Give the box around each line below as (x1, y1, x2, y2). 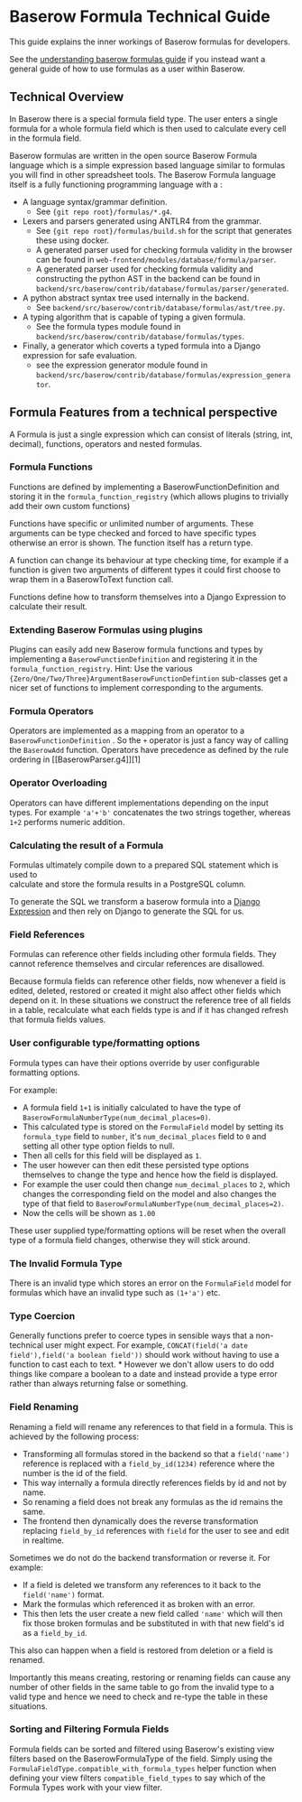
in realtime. (22, 1535, 65, 1546)
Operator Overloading (9, 776, 108, 789)
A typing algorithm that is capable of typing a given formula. (22, 311, 246, 322)
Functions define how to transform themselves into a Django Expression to (9, 591, 287, 602)
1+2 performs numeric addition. (9, 816, 125, 827)
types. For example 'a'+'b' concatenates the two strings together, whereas (9, 806, 291, 818)
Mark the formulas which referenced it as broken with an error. (22, 1598, 255, 1609)
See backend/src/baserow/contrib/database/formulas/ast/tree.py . (35, 302, 286, 312)
